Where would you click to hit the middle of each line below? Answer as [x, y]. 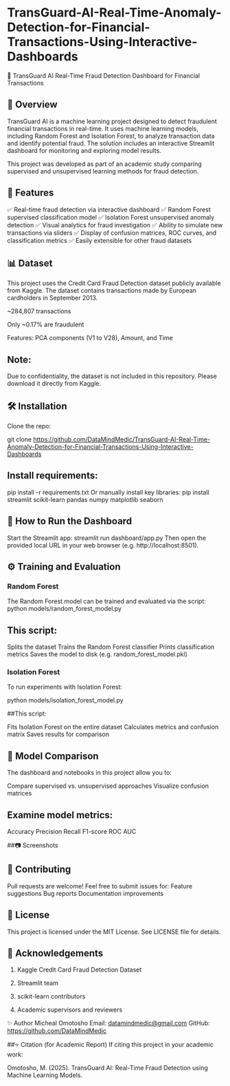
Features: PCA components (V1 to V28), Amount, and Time [90, 338]
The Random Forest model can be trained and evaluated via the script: [106, 601]
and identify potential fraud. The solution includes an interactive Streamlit [111, 143]
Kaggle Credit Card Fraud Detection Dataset [79, 970]
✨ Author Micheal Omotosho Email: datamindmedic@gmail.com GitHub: [109, 1023]
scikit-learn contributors [51, 996]
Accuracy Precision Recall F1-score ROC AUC [72, 832]
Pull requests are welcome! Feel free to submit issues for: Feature [100, 886]
